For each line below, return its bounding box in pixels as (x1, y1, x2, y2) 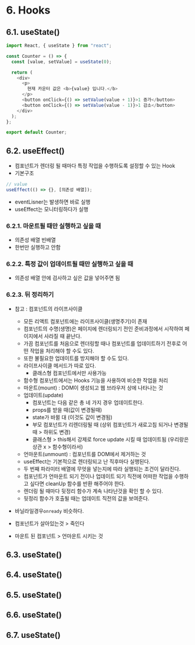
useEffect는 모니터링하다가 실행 (14, 205, 88, 212)
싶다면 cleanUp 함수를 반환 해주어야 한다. (29, 480, 125, 487)
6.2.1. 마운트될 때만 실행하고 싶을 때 (6, 222, 101, 230)
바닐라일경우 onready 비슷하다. (14, 507, 84, 514)
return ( (11, 69, 33, 76)
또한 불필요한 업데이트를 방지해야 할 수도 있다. (23, 355, 129, 362)
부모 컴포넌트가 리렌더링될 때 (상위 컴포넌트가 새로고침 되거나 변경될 (32, 421, 189, 428)
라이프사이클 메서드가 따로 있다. (23, 362, 96, 369)
